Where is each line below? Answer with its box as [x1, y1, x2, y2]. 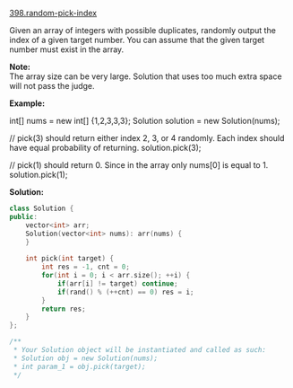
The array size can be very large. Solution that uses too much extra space [9, 71, 282, 82]
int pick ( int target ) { [25, 254, 115, 263]
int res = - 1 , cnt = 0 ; [41, 262, 130, 272]
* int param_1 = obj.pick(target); [13, 362, 146, 371]
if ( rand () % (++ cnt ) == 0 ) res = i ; [56, 287, 194, 296]
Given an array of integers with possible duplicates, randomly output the [9, 25, 276, 35]
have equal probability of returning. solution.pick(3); [9, 143, 202, 153]
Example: [9, 98, 46, 109]
